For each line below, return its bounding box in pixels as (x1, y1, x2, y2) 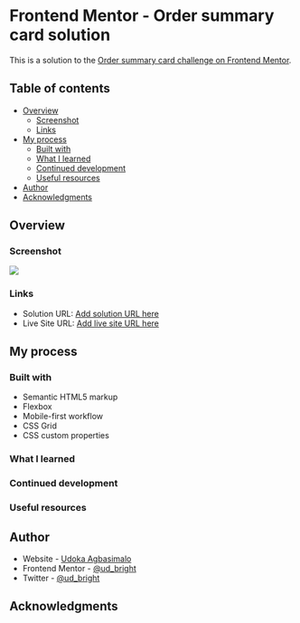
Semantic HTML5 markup (22, 391, 118, 403)
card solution (9, 24, 111, 45)
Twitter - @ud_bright (22, 572, 100, 583)
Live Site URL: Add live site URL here (22, 318, 160, 329)
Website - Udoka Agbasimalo (22, 553, 132, 564)
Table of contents (9, 81, 110, 96)
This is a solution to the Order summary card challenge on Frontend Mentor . (9, 54, 292, 65)
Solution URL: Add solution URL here (22, 308, 160, 319)
